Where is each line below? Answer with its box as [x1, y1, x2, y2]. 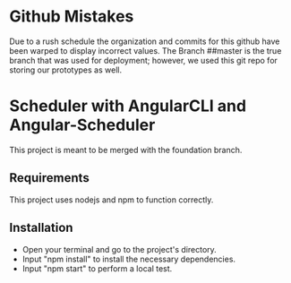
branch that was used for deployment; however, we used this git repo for [9, 55, 278, 65]
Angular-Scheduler [9, 115, 156, 135]
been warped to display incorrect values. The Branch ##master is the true [9, 45, 282, 56]
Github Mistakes [9, 6, 134, 27]
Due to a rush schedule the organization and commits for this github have [9, 36, 280, 47]
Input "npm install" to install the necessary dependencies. [21, 253, 235, 264]
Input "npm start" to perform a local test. [21, 262, 173, 274]
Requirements [9, 170, 90, 185]
